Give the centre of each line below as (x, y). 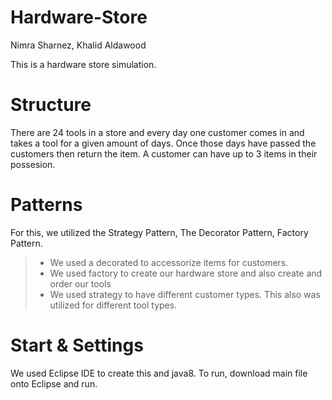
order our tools (80, 283)
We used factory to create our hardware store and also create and (186, 273)
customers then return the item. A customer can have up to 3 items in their (164, 153)
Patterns (46, 205)
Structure (51, 105)
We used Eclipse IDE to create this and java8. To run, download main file (159, 373)
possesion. (33, 164)
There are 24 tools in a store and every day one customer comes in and (157, 132)
